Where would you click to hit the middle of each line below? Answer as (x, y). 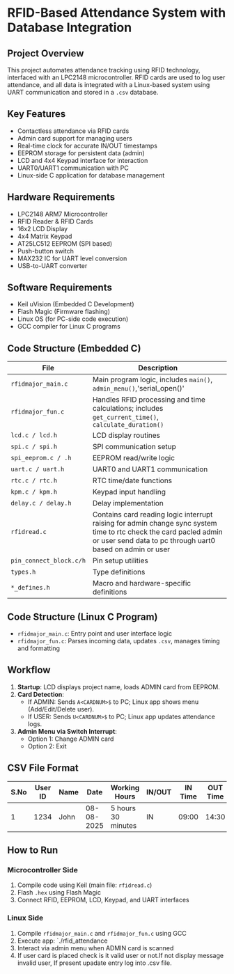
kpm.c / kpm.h (34, 492)
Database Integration (70, 28)
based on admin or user (131, 549)
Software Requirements (60, 288)
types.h (23, 572)
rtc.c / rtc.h (34, 481)
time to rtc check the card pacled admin (157, 532)
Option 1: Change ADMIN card (71, 739)
